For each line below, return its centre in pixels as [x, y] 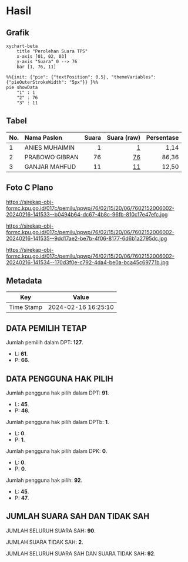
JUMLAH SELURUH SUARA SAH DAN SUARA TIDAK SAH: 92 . [81, 553]
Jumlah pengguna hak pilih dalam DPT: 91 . [58, 393]
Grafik [18, 33]
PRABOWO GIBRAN [51, 157]
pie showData [22, 87]
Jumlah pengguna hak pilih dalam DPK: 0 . [57, 451]
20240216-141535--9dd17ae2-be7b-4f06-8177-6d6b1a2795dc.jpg [87, 238]
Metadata [24, 281]
